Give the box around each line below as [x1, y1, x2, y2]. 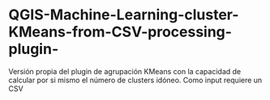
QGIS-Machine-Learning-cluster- [8, 6, 239, 24]
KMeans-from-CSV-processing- [8, 23, 233, 41]
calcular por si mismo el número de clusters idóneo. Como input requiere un [8, 75, 263, 85]
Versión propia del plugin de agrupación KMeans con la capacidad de [8, 66, 242, 76]
